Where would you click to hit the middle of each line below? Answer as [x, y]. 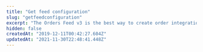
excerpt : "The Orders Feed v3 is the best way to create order [88, 23]
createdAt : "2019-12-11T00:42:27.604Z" [56, 34]
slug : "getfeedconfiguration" [44, 17]
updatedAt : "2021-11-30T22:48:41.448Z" [56, 39]
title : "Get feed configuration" [48, 12]
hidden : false [24, 28]
